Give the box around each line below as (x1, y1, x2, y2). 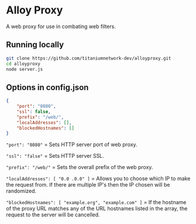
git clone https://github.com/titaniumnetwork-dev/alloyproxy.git (6, 55, 171, 61)
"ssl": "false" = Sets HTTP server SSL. (6, 153, 104, 160)
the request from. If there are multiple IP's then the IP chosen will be (6, 181, 170, 188)
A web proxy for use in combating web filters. (6, 23, 116, 30)
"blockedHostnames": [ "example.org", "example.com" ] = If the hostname (6, 199, 187, 206)
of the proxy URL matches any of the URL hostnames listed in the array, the (6, 205, 188, 212)
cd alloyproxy (6, 61, 41, 67)
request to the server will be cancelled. (6, 211, 101, 218)
